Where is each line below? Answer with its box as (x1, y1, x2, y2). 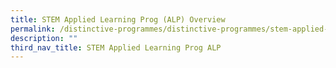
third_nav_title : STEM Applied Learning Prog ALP (10, 42, 222, 53)
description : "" (10, 33, 78, 43)
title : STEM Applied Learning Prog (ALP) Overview (10, 14, 226, 25)
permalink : (10, 24, 56, 34)
